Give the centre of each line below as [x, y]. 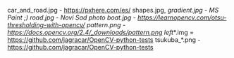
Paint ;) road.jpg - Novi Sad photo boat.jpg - [72, 17]
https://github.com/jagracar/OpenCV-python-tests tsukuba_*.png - [104, 40]
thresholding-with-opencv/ [47, 25]
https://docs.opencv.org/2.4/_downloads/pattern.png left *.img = [101, 32]
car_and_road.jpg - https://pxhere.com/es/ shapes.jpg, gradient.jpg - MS [113, 10]
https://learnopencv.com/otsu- [182, 17]
